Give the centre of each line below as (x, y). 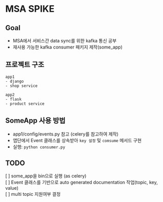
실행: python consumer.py (39, 147)
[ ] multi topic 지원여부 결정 (33, 194)
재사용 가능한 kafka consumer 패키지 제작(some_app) (68, 47)
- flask (14, 99)
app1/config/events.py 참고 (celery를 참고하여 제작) (66, 134)
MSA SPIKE (30, 9)
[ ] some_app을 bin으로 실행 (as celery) (46, 176)
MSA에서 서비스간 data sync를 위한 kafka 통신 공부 (65, 41)
